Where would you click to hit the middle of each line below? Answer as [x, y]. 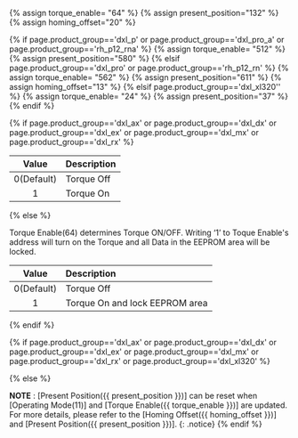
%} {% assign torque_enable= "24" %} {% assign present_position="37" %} [149, 96]
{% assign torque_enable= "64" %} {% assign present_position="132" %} [144, 13]
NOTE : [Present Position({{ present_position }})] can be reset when [133, 396]
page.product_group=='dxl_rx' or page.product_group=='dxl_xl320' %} [140, 361]
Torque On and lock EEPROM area [137, 303]
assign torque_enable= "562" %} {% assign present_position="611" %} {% [145, 77]
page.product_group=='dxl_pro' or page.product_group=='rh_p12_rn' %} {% [149, 68]
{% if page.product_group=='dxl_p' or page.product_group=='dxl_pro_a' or [147, 40]
